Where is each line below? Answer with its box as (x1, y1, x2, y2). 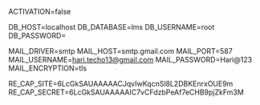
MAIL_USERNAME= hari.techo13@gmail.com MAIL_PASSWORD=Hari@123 (8, 55, 253, 64)
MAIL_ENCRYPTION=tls (8, 63, 87, 73)
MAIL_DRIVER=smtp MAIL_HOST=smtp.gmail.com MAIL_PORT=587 (8, 46, 233, 55)
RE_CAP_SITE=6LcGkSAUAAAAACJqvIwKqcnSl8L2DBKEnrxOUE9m (8, 79, 234, 88)
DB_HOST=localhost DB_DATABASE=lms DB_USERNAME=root (8, 22, 215, 31)
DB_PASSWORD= (8, 31, 67, 40)
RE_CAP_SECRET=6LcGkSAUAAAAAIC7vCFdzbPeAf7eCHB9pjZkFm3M (8, 87, 245, 97)
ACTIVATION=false (8, 7, 71, 16)
